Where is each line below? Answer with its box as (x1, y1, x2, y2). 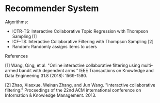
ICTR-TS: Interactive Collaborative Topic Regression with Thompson (12, 28, 148, 34)
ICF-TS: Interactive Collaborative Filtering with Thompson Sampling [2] (12, 38, 154, 44)
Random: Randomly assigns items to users (12, 44, 97, 49)
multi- (141, 62, 153, 68)
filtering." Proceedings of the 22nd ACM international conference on (5, 87, 142, 93)
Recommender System (5, 3, 99, 14)
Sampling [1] (12, 33, 37, 39)
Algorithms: (5, 19, 28, 25)
